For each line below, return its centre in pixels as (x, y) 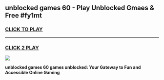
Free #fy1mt (24, 16)
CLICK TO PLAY (24, 30)
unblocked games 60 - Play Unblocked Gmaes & (80, 8)
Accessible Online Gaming (32, 72)
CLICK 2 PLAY (22, 48)
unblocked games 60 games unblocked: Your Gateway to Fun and (73, 67)
